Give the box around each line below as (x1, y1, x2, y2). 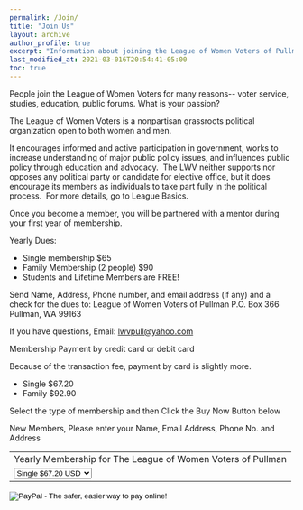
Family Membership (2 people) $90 (22, 262, 154, 273)
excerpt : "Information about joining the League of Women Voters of (9, 47, 272, 56)
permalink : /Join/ (9, 13, 78, 23)
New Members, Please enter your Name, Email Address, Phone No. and (9, 422, 275, 433)
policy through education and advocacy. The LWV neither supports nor (9, 162, 276, 172)
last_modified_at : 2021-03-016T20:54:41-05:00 (9, 55, 188, 64)
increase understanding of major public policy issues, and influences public (9, 152, 290, 162)
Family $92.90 (22, 387, 77, 398)
